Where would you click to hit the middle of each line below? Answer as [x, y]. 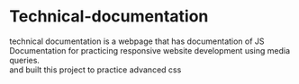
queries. [25, 60]
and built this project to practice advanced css [95, 70]
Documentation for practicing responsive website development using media [150, 50]
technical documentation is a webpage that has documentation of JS [137, 41]
